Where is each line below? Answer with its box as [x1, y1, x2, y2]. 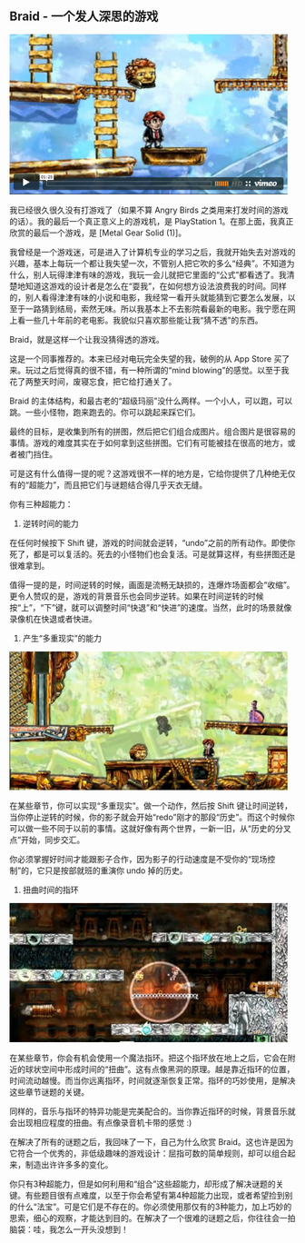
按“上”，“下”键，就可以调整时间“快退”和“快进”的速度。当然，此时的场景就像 [9, 602, 292, 612]
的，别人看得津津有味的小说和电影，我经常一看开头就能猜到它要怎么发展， [9, 292, 288, 303]
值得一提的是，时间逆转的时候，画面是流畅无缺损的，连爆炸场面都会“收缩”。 [9, 579, 295, 590]
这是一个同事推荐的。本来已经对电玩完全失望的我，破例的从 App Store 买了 [9, 353, 290, 364]
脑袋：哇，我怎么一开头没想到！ [9, 1224, 129, 1235]
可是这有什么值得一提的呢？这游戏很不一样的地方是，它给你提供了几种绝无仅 [9, 468, 296, 479]
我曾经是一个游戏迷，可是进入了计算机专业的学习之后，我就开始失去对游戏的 [9, 246, 296, 257]
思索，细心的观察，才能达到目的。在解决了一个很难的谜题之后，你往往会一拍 [9, 1212, 296, 1223]
